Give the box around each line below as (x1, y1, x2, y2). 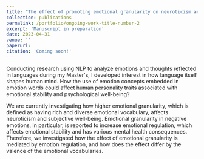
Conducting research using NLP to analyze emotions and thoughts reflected (6, 65, 197, 72)
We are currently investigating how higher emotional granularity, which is (6, 102, 189, 109)
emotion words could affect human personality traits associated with (6, 84, 178, 91)
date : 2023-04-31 (6, 31, 50, 37)
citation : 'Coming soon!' (6, 48, 72, 54)
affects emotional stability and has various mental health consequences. (6, 128, 188, 135)
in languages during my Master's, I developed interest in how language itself (6, 71, 197, 79)
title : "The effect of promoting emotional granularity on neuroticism (6, 8, 191, 15)
